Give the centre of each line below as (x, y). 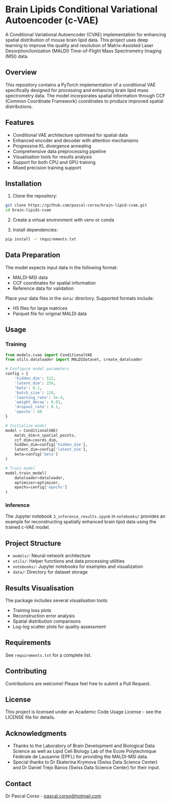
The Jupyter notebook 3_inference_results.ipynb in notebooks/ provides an (86, 516)
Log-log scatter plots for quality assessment (59, 627)
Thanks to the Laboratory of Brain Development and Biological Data (83, 746)
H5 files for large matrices (40, 308)
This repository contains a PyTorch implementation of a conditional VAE (81, 84)
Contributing (26, 671)
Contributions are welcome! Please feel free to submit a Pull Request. (78, 683)
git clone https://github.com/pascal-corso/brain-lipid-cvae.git (76, 205)
